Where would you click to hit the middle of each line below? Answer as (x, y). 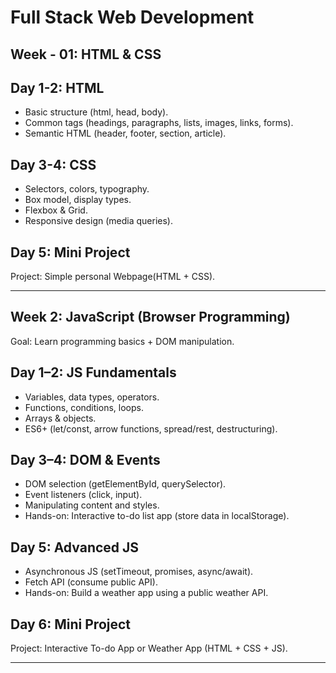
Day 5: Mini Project (70, 252)
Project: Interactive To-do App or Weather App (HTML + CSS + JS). (149, 648)
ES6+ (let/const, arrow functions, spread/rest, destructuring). (151, 428)
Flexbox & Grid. (56, 210)
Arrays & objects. (60, 418)
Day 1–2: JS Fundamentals (93, 372)
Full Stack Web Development (132, 17)
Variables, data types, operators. (92, 397)
